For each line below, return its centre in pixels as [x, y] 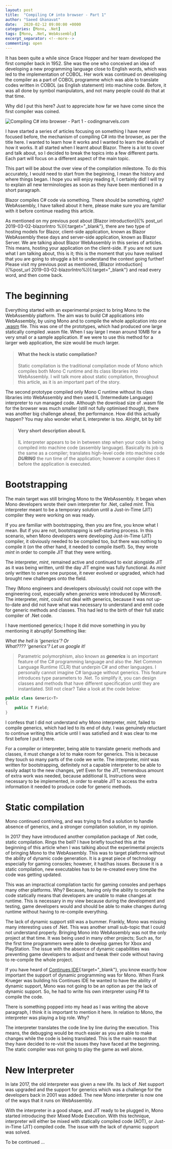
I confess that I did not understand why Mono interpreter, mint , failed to [80, 722]
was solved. [18, 1132]
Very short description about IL [52, 431]
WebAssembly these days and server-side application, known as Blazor [81, 237]
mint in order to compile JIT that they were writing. [59, 552]
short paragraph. [23, 190]
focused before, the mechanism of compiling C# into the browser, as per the [86, 137]
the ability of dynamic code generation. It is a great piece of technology [81, 858]
